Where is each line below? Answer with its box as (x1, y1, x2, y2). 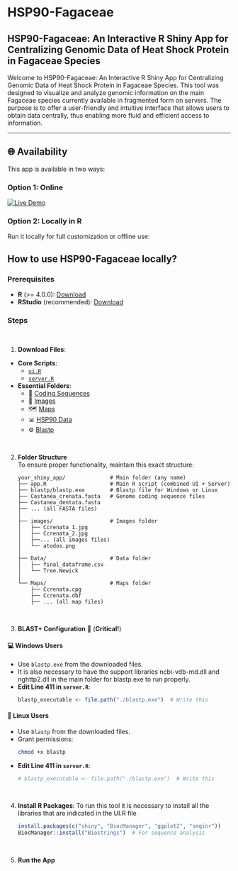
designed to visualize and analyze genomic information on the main (7, 89, 204, 96)
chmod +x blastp (17, 748, 66, 755)
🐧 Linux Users (7, 711, 50, 720)
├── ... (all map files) (30, 599, 104, 606)
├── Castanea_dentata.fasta (17, 499, 101, 506)
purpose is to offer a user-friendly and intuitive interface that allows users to (7, 104, 230, 112)
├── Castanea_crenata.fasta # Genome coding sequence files (17, 493, 205, 500)
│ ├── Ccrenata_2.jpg (17, 530, 89, 538)
